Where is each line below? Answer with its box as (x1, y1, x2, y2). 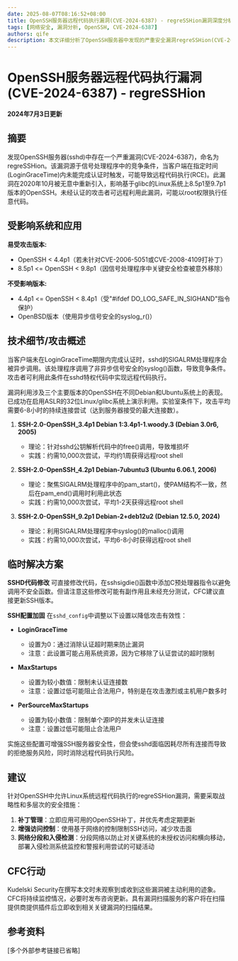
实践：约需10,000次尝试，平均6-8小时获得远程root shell (28, 535, 191, 544)
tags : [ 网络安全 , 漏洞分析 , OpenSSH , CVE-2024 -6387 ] (7, 23, 158, 31)
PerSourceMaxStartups (17, 701, 89, 709)
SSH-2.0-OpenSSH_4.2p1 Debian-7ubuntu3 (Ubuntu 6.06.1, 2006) (17, 465, 217, 473)
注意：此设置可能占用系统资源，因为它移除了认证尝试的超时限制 (28, 649, 215, 657)
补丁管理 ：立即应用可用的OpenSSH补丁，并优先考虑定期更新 (17, 815, 195, 825)
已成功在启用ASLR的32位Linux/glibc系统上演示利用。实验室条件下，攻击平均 (7, 397, 231, 405)
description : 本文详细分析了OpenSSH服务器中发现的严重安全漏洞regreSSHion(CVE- (7, 37, 227, 44)
